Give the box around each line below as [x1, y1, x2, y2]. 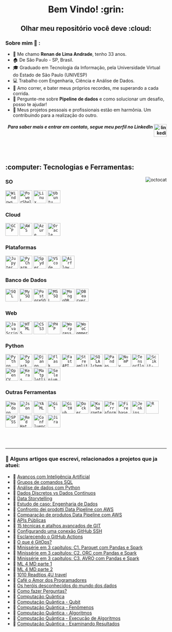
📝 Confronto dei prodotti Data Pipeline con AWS [12, 506, 114, 512]
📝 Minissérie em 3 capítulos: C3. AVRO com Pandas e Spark [12, 555, 140, 561]
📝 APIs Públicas [12, 517, 46, 523]
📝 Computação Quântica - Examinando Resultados [12, 620, 120, 626]
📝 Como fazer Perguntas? [12, 588, 68, 594]
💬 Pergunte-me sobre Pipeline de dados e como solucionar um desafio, [12, 96, 165, 102]
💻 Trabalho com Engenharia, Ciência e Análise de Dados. [12, 77, 135, 84]
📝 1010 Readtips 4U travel [12, 572, 67, 578]
